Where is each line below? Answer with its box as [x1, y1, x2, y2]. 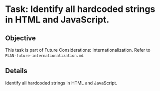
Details [5, 67, 27, 75]
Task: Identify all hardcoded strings [5, 3, 156, 15]
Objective [5, 34, 36, 42]
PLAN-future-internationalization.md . [5, 52, 85, 58]
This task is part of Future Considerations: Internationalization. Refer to [5, 47, 151, 53]
